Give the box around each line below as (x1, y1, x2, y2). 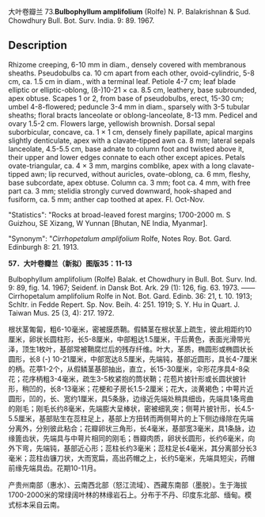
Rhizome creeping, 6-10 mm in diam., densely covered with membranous (8, 59, 247, 69)
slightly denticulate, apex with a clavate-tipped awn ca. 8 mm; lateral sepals (8, 136, 256, 145)
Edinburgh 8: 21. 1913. (8, 242, 79, 251)
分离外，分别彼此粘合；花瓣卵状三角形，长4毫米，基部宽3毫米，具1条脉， (8, 423, 249, 433)
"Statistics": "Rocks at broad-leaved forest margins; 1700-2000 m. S (8, 209, 231, 220)
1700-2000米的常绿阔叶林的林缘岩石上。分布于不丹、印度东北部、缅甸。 (8, 490, 245, 500)
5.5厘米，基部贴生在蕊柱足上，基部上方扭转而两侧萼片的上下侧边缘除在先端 (8, 413, 255, 423)
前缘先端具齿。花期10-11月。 (8, 463, 101, 473)
